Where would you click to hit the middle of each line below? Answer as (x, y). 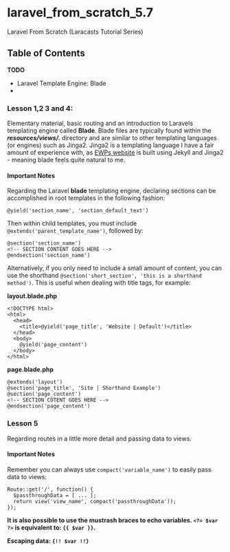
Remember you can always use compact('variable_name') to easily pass (109, 470)
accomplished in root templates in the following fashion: (86, 198)
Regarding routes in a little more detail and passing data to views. (100, 439)
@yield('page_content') (54, 345)
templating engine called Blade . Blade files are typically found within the (109, 131)
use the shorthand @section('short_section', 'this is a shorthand (105, 276)
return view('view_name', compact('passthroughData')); (95, 501)
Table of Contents (46, 53)
